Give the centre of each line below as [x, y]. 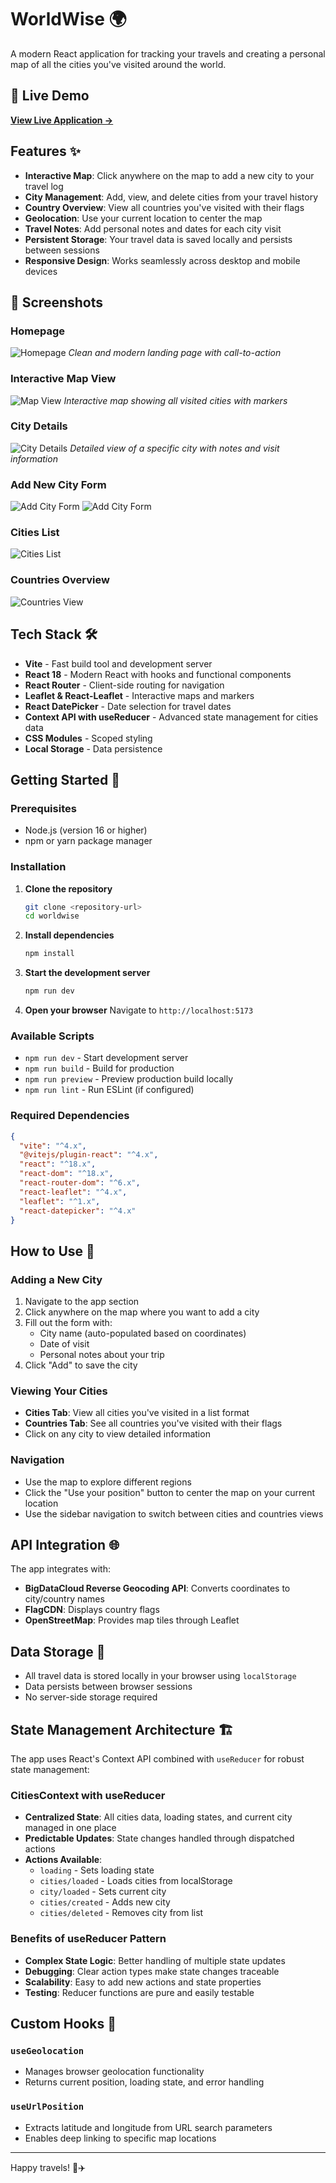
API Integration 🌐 [65, 1545]
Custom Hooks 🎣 [63, 2024]
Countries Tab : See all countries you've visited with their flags [153, 1423]
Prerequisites [43, 808]
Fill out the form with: [68, 1323]
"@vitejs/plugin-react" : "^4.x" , [89, 1155]
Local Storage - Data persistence [93, 748]
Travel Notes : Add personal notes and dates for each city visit [153, 228]
